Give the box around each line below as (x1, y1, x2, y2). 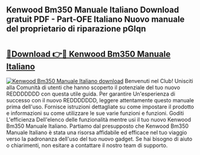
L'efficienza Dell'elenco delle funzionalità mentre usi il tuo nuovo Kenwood (6, 116, 192, 123)
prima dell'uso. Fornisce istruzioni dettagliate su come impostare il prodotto (6, 103, 195, 110)
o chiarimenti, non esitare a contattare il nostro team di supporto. (6, 142, 168, 149)
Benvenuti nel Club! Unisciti (124, 77, 193, 84)
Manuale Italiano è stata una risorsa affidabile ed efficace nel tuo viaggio (6, 129, 187, 136)
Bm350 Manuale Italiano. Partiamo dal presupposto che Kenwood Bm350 (6, 122, 189, 130)
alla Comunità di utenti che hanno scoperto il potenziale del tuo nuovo (6, 84, 180, 91)
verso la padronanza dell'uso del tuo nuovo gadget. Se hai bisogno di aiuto (6, 136, 193, 142)
